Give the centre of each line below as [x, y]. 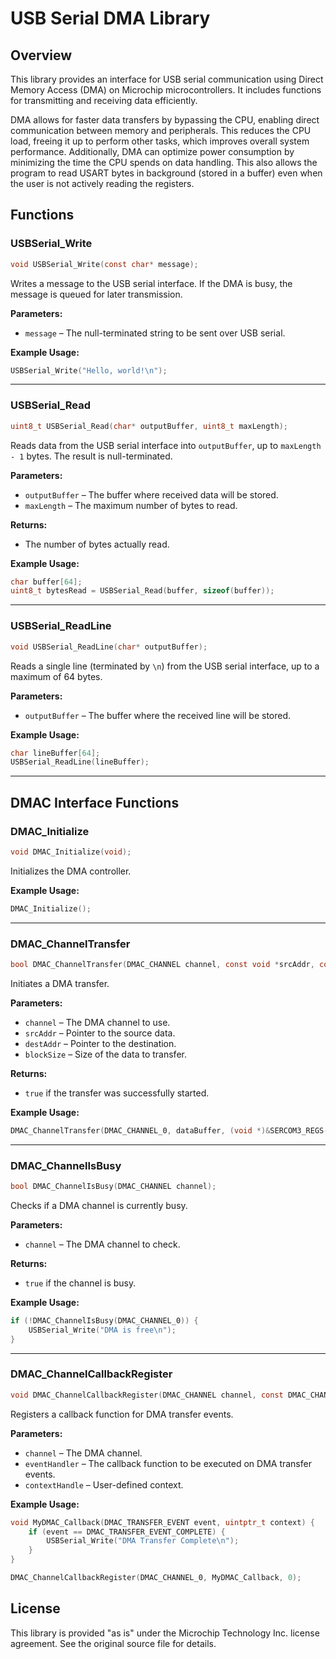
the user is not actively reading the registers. [102, 183]
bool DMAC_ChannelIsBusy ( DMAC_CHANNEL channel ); [113, 1187]
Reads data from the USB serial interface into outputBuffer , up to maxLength [166, 445]
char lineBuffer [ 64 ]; [55, 753]
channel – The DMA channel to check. [102, 1244]
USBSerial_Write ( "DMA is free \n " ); [102, 1330]
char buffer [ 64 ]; [46, 582]
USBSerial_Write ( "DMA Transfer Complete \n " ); [143, 1541]
